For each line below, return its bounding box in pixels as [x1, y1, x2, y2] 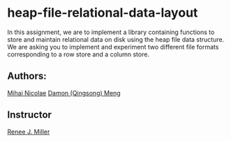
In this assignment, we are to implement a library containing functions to [7, 28, 215, 36]
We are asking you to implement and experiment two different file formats [7, 42, 219, 51]
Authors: [7, 70, 47, 82]
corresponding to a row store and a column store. [7, 50, 150, 58]
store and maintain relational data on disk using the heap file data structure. [7, 35, 225, 43]
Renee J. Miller [7, 127, 50, 136]
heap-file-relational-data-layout [7, 5, 198, 21]
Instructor [7, 109, 52, 121]
